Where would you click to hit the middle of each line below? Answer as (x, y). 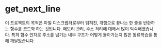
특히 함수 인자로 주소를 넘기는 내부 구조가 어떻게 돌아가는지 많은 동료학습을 (82, 35)
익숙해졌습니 (142, 29)
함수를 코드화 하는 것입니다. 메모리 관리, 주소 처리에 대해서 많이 (70, 29)
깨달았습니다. (23, 41)
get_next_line (33, 9)
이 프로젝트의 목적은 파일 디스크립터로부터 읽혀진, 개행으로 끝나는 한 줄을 (73, 23)
